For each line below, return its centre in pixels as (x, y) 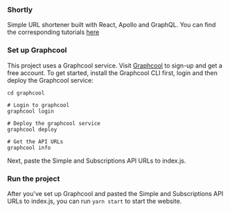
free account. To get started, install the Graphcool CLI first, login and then (113, 73)
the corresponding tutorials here (53, 32)
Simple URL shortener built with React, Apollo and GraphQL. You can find (112, 25)
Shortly (20, 10)
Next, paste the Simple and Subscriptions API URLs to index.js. (97, 161)
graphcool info (29, 147)
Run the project (34, 179)
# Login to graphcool (38, 105)
